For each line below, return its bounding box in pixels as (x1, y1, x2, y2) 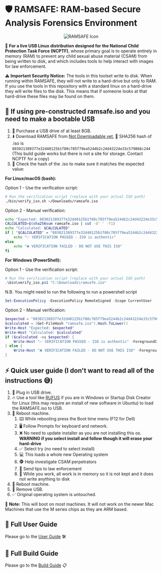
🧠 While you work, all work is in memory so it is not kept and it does (19, 471, 153, 477)
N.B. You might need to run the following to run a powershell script (5, 289, 137, 295)
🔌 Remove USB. (12, 486, 43, 492)
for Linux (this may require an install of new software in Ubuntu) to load (12, 400, 153, 406)
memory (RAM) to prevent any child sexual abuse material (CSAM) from (5, 53, 148, 59)
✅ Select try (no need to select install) (19, 446, 95, 451)
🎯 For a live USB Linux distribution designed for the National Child (5, 43, 139, 48)
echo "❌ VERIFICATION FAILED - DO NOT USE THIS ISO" (13, 244, 122, 248)
